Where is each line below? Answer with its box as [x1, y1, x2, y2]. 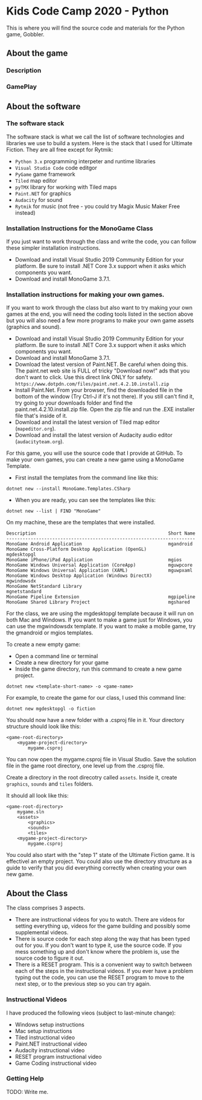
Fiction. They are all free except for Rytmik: [6, 146, 113, 153]
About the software [6, 101, 81, 111]
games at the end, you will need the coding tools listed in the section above [6, 310, 194, 318]
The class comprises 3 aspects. [6, 904, 86, 911]
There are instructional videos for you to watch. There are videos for [14, 916, 185, 923]
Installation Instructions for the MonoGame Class [6, 224, 154, 232]
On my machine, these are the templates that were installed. [6, 519, 156, 526]
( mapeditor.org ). [14, 425, 56, 432]
